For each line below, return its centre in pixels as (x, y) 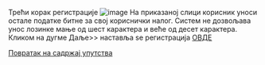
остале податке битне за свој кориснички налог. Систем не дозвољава (130, 21)
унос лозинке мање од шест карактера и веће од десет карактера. (123, 29)
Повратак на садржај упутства (60, 53)
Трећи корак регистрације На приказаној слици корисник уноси (132, 12)
